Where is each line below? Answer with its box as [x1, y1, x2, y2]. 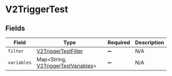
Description [135, 39, 164, 46]
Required [107, 39, 131, 46]
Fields [5, 24, 26, 33]
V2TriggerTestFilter [36, 47, 83, 55]
